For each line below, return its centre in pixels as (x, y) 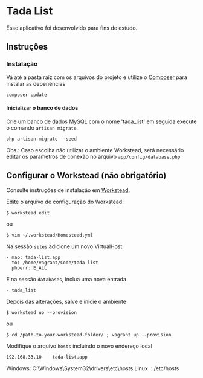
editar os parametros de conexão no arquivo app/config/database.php (93, 156)
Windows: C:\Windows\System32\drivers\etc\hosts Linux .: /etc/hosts (93, 368)
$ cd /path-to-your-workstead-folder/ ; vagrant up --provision (89, 335)
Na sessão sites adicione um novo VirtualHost (64, 246)
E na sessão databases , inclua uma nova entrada (66, 279)
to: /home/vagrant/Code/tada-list (55, 263)
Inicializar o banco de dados (42, 108)
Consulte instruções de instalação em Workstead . (68, 190)
